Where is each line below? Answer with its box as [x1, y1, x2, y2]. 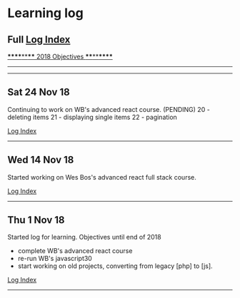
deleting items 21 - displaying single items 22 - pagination [7, 113, 177, 121]
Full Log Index [7, 34, 71, 46]
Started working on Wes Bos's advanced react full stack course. [7, 173, 196, 181]
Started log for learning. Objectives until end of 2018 [7, 233, 162, 242]
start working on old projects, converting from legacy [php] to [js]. [17, 262, 213, 270]
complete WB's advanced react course [17, 247, 133, 255]
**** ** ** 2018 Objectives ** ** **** [7, 52, 113, 61]
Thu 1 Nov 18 [7, 214, 65, 226]
